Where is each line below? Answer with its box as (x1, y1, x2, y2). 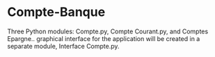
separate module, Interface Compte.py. (7, 42, 120, 50)
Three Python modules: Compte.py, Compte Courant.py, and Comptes (7, 27, 209, 35)
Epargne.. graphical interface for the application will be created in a (7, 34, 200, 42)
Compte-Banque (7, 4, 106, 20)
